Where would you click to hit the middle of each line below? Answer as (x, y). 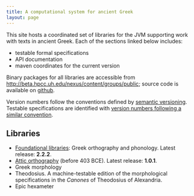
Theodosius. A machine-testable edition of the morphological (91, 174)
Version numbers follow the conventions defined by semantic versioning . (97, 102)
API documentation (39, 59)
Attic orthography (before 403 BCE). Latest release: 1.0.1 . (86, 161)
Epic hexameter (34, 186)
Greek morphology (38, 167)
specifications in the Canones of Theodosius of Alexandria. (89, 180)
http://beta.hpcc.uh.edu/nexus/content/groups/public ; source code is (92, 84)
